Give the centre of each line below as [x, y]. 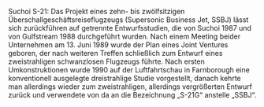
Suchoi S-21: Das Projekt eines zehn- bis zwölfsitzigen [97, 11]
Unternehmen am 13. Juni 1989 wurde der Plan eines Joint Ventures [118, 45]
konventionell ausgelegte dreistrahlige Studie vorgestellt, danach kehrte [125, 78]
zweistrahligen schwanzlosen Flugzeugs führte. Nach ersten [106, 61]
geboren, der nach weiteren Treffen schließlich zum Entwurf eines [115, 53]
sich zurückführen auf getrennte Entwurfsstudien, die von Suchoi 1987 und [130, 28]
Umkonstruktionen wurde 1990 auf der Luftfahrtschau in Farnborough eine [129, 70]
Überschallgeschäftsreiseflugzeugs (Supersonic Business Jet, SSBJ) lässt [128, 20]
